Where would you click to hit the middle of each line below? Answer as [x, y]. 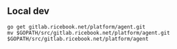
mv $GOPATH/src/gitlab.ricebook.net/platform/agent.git [88, 33]
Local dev [28, 11]
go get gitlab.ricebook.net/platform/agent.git [76, 27]
